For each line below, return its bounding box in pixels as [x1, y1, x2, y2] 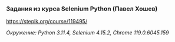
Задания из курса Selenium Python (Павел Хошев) [6, 5, 158, 13]
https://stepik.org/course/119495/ [6, 18, 87, 25]
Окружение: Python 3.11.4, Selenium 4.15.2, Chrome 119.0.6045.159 [6, 29, 169, 36]
